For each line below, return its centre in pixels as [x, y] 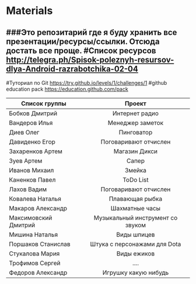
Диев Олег [24, 132]
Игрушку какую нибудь [136, 273]
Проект [136, 103]
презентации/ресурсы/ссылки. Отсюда [83, 41]
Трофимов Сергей [35, 263]
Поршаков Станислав [40, 244]
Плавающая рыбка [136, 199]
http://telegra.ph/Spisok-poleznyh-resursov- [90, 60]
